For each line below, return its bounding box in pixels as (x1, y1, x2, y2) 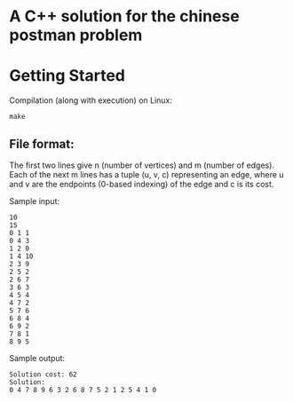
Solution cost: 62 (9, 370, 77, 379)
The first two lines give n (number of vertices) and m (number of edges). (9, 160, 275, 170)
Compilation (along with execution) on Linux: (9, 95, 173, 106)
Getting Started (9, 66, 126, 86)
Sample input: (9, 195, 60, 206)
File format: (9, 136, 75, 152)
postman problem (9, 25, 143, 45)
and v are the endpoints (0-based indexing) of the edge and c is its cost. (9, 178, 274, 189)
